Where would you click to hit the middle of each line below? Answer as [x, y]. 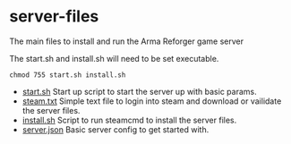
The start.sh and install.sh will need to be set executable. [114, 58]
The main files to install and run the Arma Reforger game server [127, 41]
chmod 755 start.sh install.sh [68, 75]
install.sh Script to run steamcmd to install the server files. [129, 120]
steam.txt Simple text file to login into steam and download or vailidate [152, 101]
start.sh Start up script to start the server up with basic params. [139, 91]
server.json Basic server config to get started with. [116, 129]
